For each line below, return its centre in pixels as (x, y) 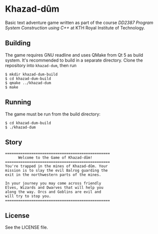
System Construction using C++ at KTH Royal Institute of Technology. (75, 27)
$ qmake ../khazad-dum (28, 83)
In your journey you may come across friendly (53, 184)
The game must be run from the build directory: (53, 114)
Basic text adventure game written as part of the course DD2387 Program (79, 23)
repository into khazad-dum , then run (41, 65)
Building (18, 43)
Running (18, 102)
